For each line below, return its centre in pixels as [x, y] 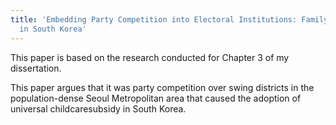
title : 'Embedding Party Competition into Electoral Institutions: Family [169, 19]
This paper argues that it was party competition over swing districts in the [162, 87]
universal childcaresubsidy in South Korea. [98, 108]
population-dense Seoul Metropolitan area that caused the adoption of [156, 98]
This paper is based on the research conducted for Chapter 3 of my [150, 57]
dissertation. [36, 68]
